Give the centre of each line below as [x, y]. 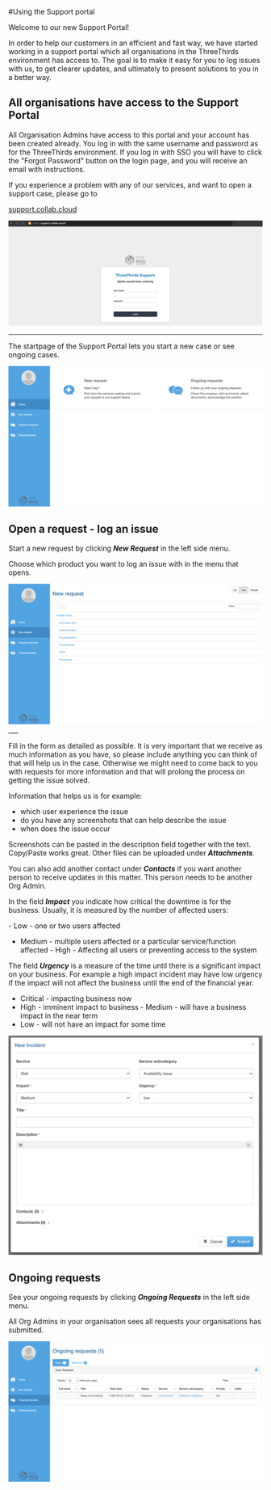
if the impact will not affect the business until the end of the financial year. [131, 983]
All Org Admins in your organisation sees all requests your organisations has [135, 1321]
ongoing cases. [34, 355]
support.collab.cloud [43, 209]
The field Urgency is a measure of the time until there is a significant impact [135, 966]
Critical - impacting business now [76, 998]
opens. [20, 572]
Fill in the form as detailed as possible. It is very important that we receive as [135, 746]
